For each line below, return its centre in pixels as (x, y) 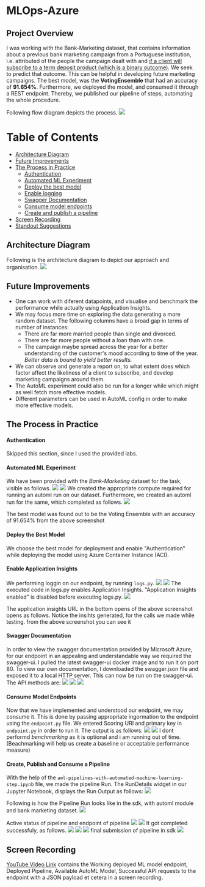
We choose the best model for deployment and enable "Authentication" (96, 548)
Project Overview (40, 33)
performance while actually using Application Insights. (83, 307)
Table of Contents (52, 137)
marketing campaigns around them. (60, 379)
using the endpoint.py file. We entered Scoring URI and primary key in (94, 724)
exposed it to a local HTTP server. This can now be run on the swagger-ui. (100, 675)
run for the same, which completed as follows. (65, 502)
